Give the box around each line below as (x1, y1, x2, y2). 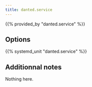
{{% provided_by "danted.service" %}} (5, 21, 85, 27)
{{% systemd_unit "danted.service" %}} (5, 48, 87, 55)
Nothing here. (5, 76, 33, 82)
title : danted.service (5, 7, 52, 12)
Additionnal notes (5, 63, 62, 71)
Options (5, 35, 31, 44)
